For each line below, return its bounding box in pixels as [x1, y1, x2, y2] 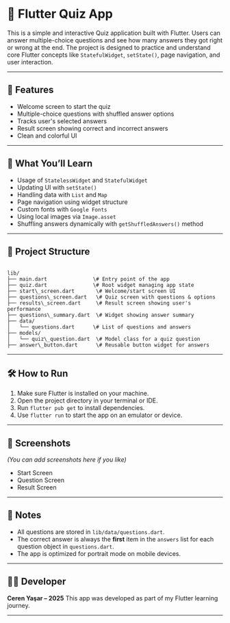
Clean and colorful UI [16, 131, 77, 140]
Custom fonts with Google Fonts [16, 205, 107, 213]
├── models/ [7, 330, 41, 337]
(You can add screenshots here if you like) [7, 455, 127, 463]
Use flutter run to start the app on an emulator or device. [16, 411, 183, 420]
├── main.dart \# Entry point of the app [7, 276, 170, 283]
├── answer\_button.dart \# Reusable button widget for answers [7, 342, 210, 348]
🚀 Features [7, 84, 54, 96]
